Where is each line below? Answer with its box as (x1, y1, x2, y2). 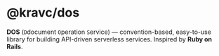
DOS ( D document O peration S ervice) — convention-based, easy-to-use (6, 28, 212, 36)
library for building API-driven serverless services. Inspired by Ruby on (6, 35, 212, 43)
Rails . (6, 42, 23, 50)
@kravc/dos (6, 5, 80, 21)
